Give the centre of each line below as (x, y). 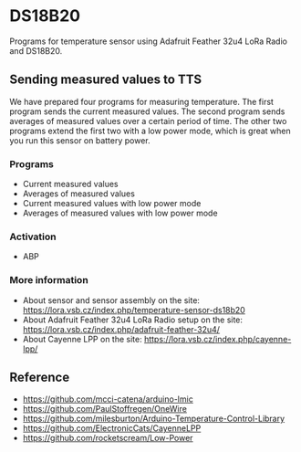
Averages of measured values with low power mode (120, 213)
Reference (40, 378)
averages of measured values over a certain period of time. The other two (148, 121)
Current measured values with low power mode (112, 204)
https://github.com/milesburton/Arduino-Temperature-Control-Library (154, 419)
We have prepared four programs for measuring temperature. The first (141, 101)
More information (49, 280)
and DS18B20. (36, 50)
